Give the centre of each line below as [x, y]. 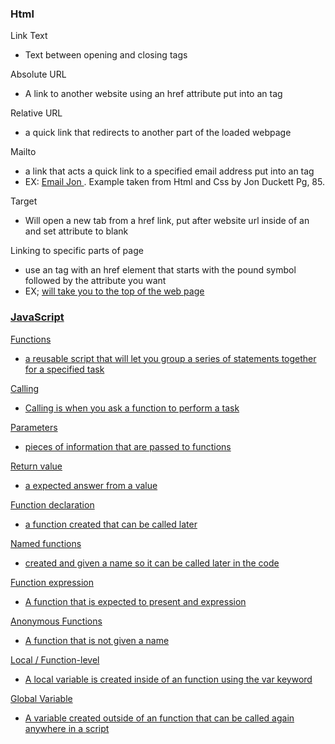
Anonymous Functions [56, 621]
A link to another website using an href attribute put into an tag [153, 94]
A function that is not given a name [97, 640]
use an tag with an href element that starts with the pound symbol [160, 270]
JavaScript [37, 317]
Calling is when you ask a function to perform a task [132, 408]
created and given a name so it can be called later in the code [152, 563]
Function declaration [52, 504]
